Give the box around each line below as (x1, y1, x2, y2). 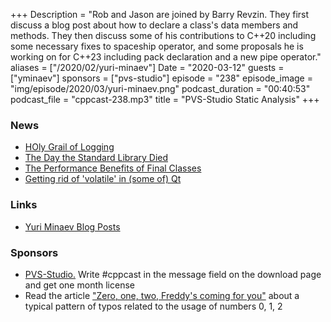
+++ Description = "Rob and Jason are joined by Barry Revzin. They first (10, 9, 310, 20)
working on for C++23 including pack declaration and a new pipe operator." (10, 51, 322, 63)
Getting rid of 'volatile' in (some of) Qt (24, 173, 182, 185)
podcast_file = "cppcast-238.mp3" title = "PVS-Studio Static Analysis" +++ (10, 94, 320, 105)
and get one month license (24, 279, 135, 291)
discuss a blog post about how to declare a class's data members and (10, 19, 299, 31)
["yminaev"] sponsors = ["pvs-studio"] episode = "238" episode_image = (10, 72, 313, 84)
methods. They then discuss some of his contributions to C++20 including (10, 30, 317, 41)
